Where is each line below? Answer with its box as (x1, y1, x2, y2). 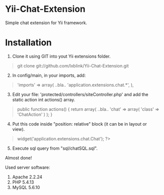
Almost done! (5, 155, 32, 161)
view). (12, 126, 25, 132)
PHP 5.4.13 (12, 179, 34, 185)
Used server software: (5, 164, 51, 170)
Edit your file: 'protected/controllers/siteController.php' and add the (12, 91, 149, 97)
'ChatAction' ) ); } (17, 111, 53, 117)
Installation (5, 37, 52, 48)
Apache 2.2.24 (12, 174, 43, 180)
